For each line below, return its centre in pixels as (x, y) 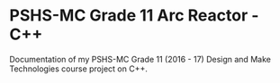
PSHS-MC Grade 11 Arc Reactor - (134, 16)
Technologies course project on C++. (79, 69)
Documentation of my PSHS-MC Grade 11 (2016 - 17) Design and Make (140, 59)
